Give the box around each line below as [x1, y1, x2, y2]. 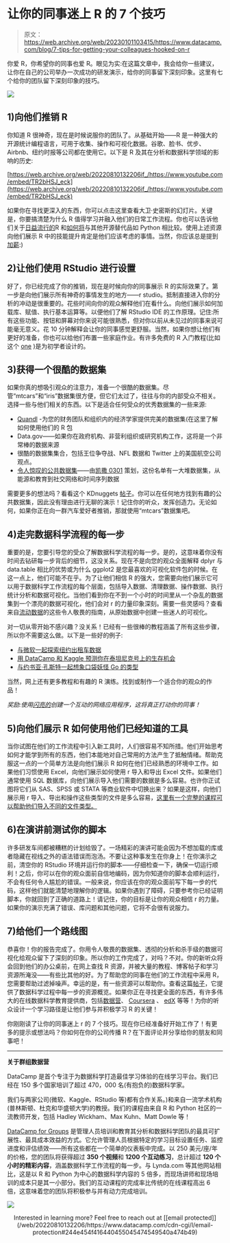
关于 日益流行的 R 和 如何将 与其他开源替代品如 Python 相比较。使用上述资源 [12, 223, 222, 232]
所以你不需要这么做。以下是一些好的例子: [7, 631, 123, 639]
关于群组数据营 [7, 1057, 49, 1066]
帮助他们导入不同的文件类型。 [12, 802, 97, 810]
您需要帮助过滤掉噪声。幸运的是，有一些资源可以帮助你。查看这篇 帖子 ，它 [7, 979, 217, 987]
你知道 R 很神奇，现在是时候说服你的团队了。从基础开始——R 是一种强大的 [7, 131, 218, 139]
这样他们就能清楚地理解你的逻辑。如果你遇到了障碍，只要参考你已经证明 [18, 886, 223, 894]
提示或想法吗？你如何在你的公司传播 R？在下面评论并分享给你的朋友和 [18, 1028, 217, 1036]
